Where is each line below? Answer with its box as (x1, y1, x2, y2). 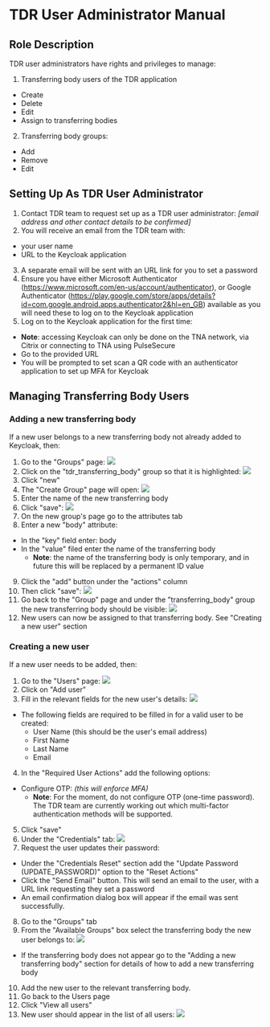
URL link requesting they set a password (20, 884, 155, 894)
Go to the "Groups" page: (20, 456, 105, 467)
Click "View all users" (20, 1000, 92, 1009)
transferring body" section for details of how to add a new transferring (20, 959, 254, 968)
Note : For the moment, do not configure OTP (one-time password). (32, 792, 256, 801)
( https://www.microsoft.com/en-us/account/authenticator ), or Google (20, 282, 252, 292)
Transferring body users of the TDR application (20, 75, 178, 84)
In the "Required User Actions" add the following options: (20, 767, 211, 777)
